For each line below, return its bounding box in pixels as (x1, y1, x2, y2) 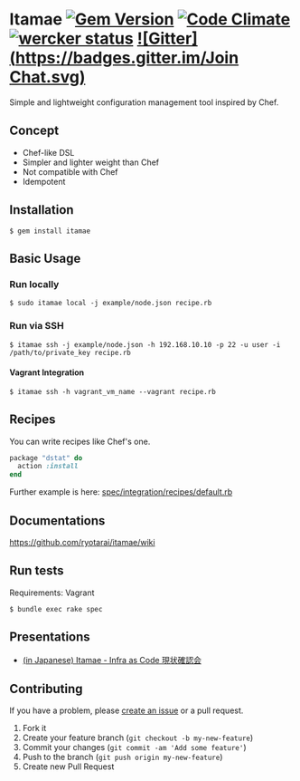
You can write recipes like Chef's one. (9, 436, 151, 447)
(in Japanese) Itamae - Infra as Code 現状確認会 (22, 654, 202, 665)
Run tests (9, 563, 64, 579)
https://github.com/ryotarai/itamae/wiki (9, 537, 155, 547)
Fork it (22, 723, 47, 734)
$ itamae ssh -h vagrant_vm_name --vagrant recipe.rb (9, 387, 217, 396)
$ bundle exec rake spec (9, 604, 103, 613)
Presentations (9, 630, 90, 645)
